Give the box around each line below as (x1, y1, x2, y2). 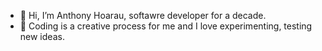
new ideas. (19, 31, 65, 42)
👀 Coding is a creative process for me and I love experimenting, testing (19, 20, 313, 32)
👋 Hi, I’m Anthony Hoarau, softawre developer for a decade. (19, 10, 267, 21)
